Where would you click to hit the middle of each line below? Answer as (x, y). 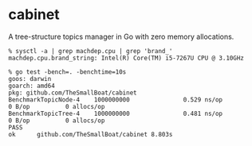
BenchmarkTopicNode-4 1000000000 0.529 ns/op (116, 100)
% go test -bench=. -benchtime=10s (67, 72)
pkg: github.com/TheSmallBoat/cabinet (73, 93)
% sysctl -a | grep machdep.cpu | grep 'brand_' (91, 51)
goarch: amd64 (32, 86)
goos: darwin (30, 79)
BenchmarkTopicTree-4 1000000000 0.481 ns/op (116, 113)
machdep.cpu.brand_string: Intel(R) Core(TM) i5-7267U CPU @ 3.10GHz (126, 58)
